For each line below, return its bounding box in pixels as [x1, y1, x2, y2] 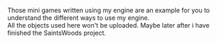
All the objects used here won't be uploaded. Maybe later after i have [7, 21, 210, 29]
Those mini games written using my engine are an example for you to [7, 6, 210, 14]
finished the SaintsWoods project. [7, 28, 107, 37]
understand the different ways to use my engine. [7, 13, 150, 22]
